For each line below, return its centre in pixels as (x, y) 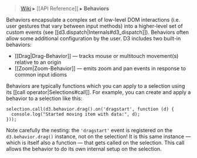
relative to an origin (38, 62)
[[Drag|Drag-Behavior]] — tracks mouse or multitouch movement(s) (96, 56)
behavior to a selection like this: (44, 98)
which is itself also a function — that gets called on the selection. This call (95, 142)
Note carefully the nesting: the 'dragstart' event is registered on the (89, 130)
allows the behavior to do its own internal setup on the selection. (84, 149)
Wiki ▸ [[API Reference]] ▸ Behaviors (65, 8)
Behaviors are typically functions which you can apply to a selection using (96, 86)
